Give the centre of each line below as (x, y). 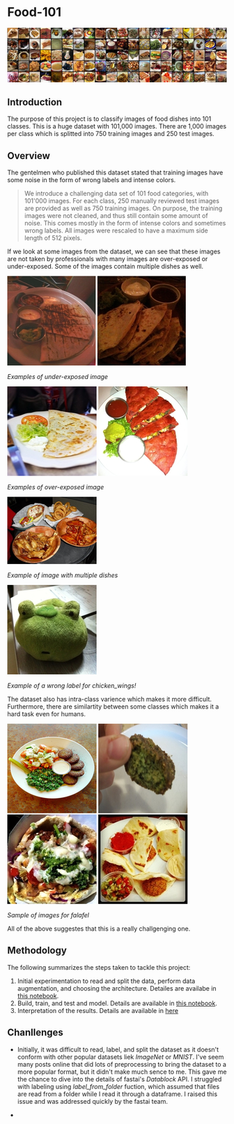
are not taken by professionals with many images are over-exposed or (108, 259)
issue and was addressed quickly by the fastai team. (93, 1101)
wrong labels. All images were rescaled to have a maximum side (116, 230)
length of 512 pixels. (53, 238)
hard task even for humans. (46, 714)
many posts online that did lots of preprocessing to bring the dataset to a (122, 1064)
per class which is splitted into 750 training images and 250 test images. (111, 134)
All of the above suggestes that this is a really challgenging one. (99, 929)
